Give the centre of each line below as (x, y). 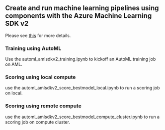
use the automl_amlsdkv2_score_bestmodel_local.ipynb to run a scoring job (82, 88)
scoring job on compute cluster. (38, 122)
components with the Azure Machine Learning (79, 16)
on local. (14, 93)
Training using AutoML (33, 48)
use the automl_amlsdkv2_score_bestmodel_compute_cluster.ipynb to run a (82, 117)
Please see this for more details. (38, 35)
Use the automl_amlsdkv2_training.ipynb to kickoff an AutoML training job (81, 59)
